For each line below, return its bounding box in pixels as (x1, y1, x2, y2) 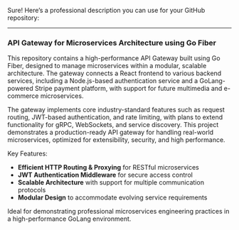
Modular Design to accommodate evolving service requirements (17, 193, 208, 202)
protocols (17, 186, 46, 195)
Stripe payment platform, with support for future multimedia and (34, 84, 223, 93)
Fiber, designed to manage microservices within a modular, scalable (7, 62, 207, 70)
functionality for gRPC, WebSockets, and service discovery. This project (7, 121, 219, 129)
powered (7, 84, 33, 93)
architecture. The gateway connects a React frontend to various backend (7, 69, 222, 77)
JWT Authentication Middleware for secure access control (17, 170, 193, 180)
